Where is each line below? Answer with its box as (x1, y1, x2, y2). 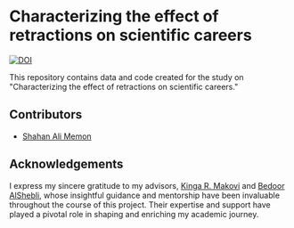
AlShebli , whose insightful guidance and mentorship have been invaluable (9, 190, 281, 200)
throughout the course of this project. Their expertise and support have (9, 199, 272, 210)
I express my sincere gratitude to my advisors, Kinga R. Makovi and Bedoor (9, 180, 285, 191)
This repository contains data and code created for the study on (9, 71, 244, 82)
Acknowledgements (9, 157, 124, 172)
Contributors (9, 107, 83, 122)
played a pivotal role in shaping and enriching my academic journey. (9, 208, 259, 219)
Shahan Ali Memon (21, 131, 92, 142)
